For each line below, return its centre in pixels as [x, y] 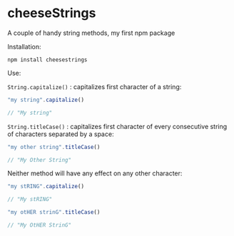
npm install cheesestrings [47, 60]
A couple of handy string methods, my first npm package [91, 33]
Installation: [24, 46]
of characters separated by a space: [61, 134]
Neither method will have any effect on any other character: [95, 173]
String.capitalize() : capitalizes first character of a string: [95, 86]
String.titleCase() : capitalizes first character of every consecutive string [117, 126]
